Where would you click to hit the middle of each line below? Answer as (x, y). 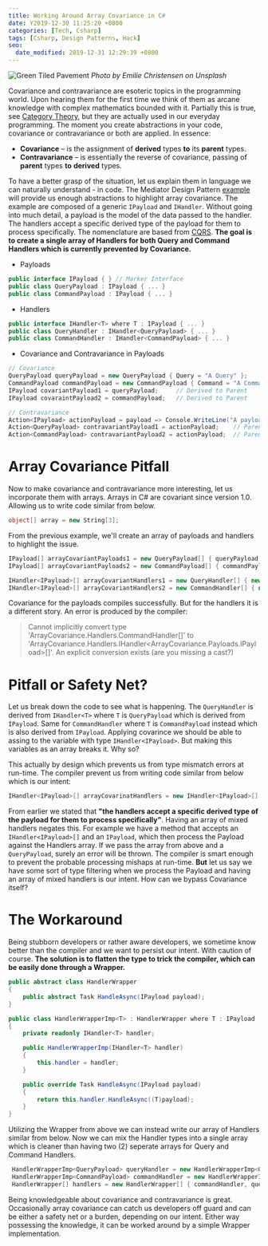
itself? (18, 888)
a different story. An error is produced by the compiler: (98, 612)
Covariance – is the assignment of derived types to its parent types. (133, 149)
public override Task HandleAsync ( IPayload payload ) (112, 1084)
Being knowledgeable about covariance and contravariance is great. (120, 1199)
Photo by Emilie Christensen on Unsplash (159, 75)
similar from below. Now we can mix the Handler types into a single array (128, 1138)
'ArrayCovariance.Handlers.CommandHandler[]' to (110, 636)
